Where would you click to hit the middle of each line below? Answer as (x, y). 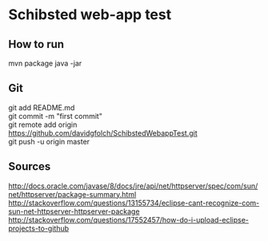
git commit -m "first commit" (55, 116)
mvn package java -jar (45, 63)
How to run (36, 44)
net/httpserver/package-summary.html (72, 194)
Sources (30, 166)
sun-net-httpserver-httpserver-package (74, 211)
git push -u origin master (49, 141)
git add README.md (42, 107)
